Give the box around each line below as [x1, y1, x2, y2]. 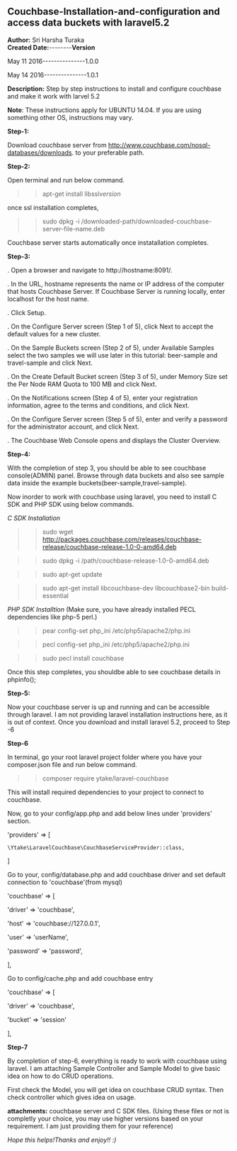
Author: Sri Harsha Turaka [7, 35, 85, 44]
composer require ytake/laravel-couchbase [42, 773, 169, 783]
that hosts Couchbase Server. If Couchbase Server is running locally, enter [7, 287, 225, 295]
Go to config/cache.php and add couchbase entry [7, 974, 154, 982]
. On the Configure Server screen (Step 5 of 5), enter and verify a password [7, 414, 228, 423]
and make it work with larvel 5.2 [7, 92, 100, 100]
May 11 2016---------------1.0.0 [7, 57, 99, 65]
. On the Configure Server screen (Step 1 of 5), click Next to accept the [7, 322, 214, 331]
